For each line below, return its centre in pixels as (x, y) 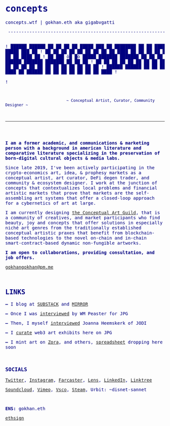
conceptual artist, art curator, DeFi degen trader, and (77, 178)
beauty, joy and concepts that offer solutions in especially (84, 223)
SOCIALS (16, 369)
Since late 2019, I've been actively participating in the (80, 167)
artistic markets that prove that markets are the (69, 193)
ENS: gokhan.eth (25, 409)
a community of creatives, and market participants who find (83, 218)
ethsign (15, 418)
